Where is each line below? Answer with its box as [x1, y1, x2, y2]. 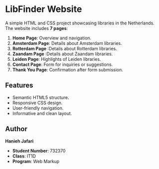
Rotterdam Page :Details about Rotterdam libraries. [12, 45, 117, 51]
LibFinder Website [5, 3, 82, 15]
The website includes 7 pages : [5, 25, 68, 31]
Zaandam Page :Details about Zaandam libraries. [12, 51, 113, 57]
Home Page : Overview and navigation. [12, 35, 91, 41]
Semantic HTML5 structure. [12, 94, 70, 100]
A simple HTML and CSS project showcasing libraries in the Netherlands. [5, 20, 155, 26]
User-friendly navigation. [12, 105, 64, 111]
